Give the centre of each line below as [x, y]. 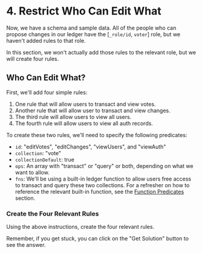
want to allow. [32, 172]
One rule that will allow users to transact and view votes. [85, 104]
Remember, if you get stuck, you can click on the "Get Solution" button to [98, 239]
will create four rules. [33, 59]
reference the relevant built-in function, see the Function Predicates [99, 191]
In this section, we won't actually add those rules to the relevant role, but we [101, 52]
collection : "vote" [38, 153]
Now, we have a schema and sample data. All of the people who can [91, 28]
